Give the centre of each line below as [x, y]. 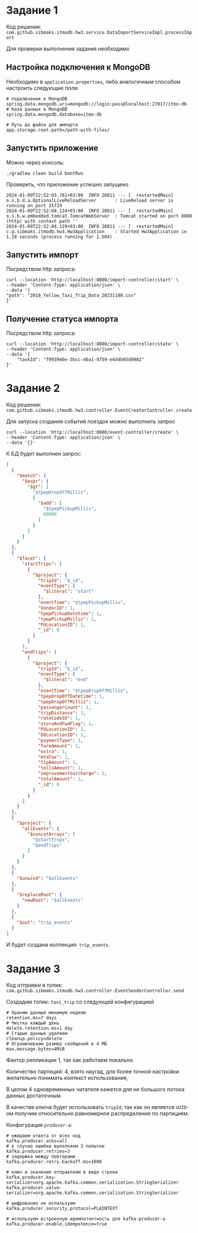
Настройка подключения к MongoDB [78, 67]
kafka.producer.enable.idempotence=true [57, 1224]
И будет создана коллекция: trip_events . [58, 945]
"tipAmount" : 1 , [58, 762]
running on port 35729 [34, 205]
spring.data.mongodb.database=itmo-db [54, 114]
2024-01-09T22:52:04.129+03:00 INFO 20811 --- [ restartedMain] [90, 226]
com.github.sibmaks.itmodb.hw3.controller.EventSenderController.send [95, 991]
